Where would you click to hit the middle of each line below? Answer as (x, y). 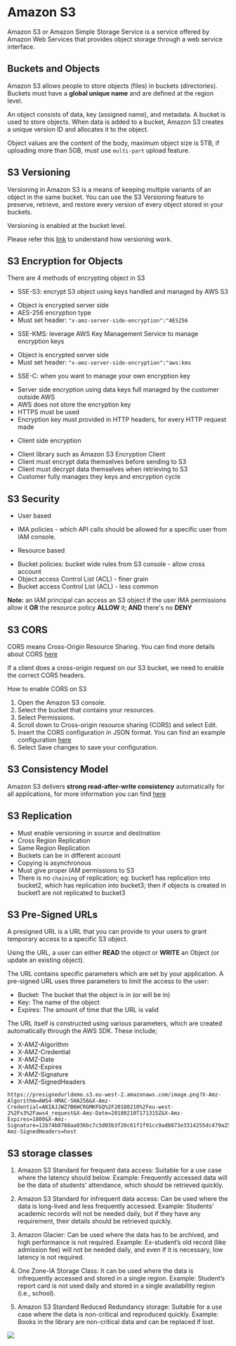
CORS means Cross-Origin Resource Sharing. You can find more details (111, 647)
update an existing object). (46, 960)
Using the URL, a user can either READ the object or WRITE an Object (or (113, 953)
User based (34, 516)
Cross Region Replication (54, 840)
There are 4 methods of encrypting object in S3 (76, 278)
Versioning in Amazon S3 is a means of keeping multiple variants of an (109, 189)
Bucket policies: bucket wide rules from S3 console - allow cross (111, 564)
